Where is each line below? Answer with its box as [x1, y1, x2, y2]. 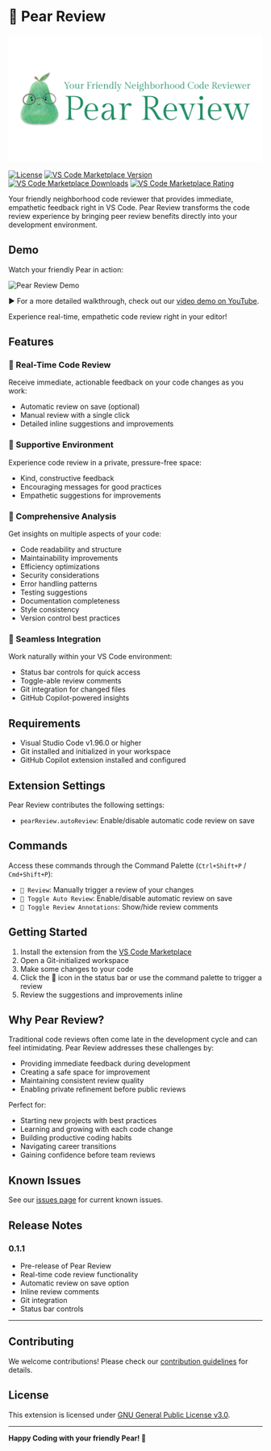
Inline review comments [19, 1286, 99, 1296]
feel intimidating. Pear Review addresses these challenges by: [8, 1043, 215, 1053]
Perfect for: [8, 1100, 47, 1110]
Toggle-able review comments [19, 676, 122, 686]
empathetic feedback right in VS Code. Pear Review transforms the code [8, 202, 250, 212]
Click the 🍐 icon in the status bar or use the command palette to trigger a [19, 973, 262, 982]
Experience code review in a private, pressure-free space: [8, 457, 202, 467]
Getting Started [8, 925, 88, 940]
